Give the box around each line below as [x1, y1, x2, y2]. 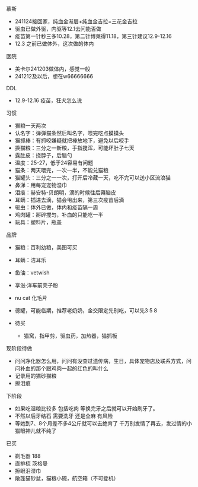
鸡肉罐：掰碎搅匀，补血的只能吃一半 [14, 211, 104, 218]
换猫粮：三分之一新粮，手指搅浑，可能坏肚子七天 [14, 144, 135, 151]
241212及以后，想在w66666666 [14, 73, 94, 80]
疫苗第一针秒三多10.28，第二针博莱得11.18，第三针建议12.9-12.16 [14, 33, 172, 40]
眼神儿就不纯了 [20, 427, 57, 434]
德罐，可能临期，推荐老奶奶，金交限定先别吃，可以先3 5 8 [14, 307, 158, 314]
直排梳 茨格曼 [14, 460, 48, 467]
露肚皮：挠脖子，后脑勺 [14, 152, 72, 159]
